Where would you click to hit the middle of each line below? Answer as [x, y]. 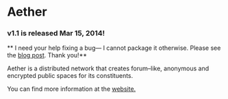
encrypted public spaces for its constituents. [70, 76]
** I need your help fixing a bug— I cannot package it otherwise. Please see [114, 48]
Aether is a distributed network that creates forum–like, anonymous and [108, 68]
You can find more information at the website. [72, 89]
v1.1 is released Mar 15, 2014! [56, 33]
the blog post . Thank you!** [47, 55]
